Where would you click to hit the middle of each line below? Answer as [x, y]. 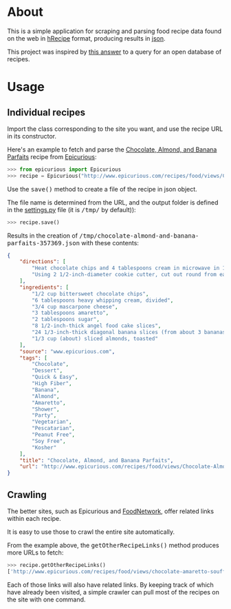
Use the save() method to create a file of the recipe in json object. [102, 189]
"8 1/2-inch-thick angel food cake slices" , [97, 326]
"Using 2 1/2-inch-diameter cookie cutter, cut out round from [124, 275]
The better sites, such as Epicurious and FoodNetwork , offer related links [111, 511]
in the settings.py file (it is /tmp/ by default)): [71, 209]
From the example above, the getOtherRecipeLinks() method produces [113, 545]
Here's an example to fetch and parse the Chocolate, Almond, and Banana [112, 149]
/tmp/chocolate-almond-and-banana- [139, 236]
